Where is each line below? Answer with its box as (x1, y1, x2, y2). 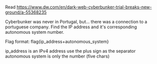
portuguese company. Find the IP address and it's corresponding (5, 24, 137, 30)
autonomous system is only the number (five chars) (5, 53, 110, 59)
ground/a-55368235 (5, 9, 47, 15)
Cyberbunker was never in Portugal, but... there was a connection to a (5, 19, 148, 24)
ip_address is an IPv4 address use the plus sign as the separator (5, 48, 136, 54)
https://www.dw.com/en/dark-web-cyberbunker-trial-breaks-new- (16, 4, 152, 10)
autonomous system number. (5, 29, 64, 35)
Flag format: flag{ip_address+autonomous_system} (5, 39, 109, 44)
